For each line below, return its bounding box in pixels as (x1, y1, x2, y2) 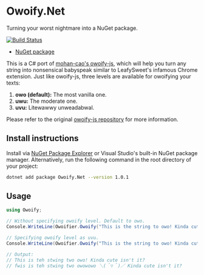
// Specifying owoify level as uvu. (6, 235, 99, 241)
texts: (6, 79, 21, 86)
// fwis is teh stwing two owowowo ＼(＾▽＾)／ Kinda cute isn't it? (6, 263, 182, 269)
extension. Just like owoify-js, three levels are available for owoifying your (6, 72, 191, 80)
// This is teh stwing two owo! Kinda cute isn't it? (6, 257, 146, 263)
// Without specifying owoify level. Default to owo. (6, 218, 146, 225)
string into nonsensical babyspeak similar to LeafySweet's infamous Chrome (6, 66, 198, 74)
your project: (6, 162, 38, 170)
